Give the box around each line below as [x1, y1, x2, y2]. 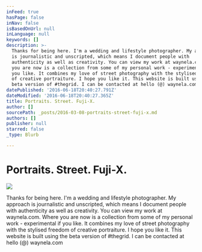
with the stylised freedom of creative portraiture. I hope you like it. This [6, 226, 182, 233]
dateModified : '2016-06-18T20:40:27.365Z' [6, 93, 114, 99]
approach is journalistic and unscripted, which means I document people [6, 200, 187, 207]
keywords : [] [6, 37, 39, 43]
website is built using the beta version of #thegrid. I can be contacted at [6, 232, 185, 239]
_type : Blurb [6, 132, 39, 138]
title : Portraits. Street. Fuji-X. [6, 98, 96, 104]
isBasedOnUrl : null [6, 25, 55, 32]
